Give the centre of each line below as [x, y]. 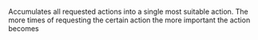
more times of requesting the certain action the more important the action [129, 20]
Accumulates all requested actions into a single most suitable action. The [129, 12]
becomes [24, 28]
